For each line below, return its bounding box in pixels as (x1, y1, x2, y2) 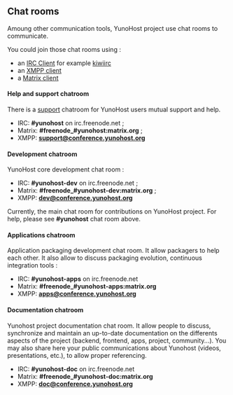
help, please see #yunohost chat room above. (7, 215, 141, 223)
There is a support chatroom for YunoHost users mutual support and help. (7, 105, 221, 114)
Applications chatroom (7, 230, 76, 239)
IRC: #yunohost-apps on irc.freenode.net (17, 275, 139, 283)
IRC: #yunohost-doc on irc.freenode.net (17, 364, 135, 373)
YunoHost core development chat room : (7, 165, 125, 174)
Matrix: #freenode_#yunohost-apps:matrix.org (17, 282, 157, 291)
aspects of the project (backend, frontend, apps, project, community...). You (7, 336, 227, 345)
